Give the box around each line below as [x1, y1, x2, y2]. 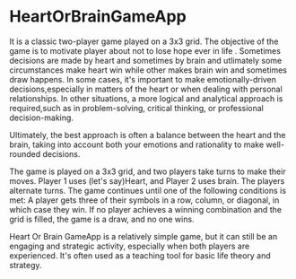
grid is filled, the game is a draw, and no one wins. [9, 214, 195, 224]
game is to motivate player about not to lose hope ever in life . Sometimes [9, 45, 281, 56]
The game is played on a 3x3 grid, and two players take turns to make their [9, 166, 286, 177]
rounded [9, 148, 41, 159]
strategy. [9, 259, 42, 270]
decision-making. [9, 112, 74, 123]
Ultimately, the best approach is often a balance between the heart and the [9, 129, 286, 140]
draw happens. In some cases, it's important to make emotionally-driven [9, 74, 276, 84]
